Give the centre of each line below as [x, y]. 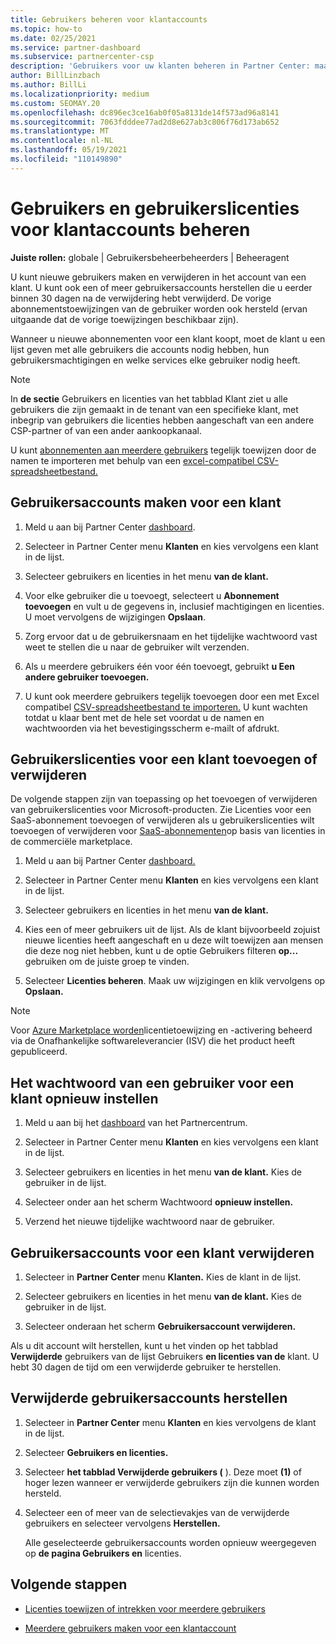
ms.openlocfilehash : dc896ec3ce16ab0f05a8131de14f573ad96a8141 [145, 112]
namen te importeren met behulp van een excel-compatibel [132, 460]
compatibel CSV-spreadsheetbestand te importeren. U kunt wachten [166, 707]
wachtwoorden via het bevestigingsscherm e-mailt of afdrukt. [152, 728]
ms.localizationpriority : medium [80, 94]
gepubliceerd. [39, 1052]
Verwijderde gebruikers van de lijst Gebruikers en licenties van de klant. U [165, 1356]
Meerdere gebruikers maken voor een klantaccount [130, 1628]
